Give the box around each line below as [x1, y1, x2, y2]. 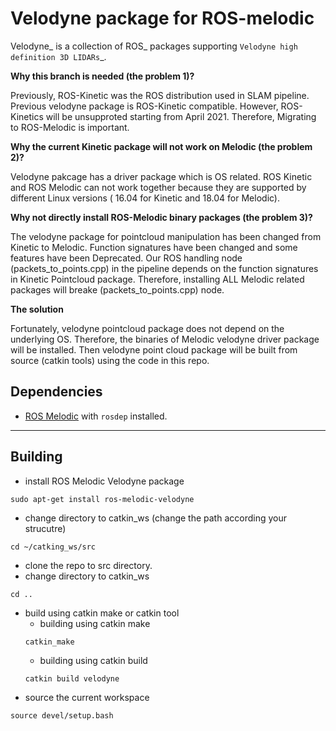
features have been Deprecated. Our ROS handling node [10, 252, 243, 264]
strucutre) [24, 522, 67, 534]
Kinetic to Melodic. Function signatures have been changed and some [10, 241, 298, 253]
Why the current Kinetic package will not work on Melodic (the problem [10, 140, 313, 152]
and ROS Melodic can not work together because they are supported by [10, 181, 307, 193]
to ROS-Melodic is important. [10, 121, 130, 133]
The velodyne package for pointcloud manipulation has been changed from [10, 230, 322, 242]
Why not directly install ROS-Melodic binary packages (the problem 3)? [10, 211, 313, 223]
